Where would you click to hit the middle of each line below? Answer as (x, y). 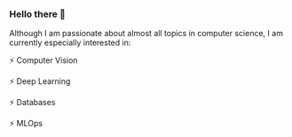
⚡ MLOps (26, 124)
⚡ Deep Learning (40, 81)
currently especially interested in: (70, 42)
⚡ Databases (32, 103)
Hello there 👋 (38, 14)
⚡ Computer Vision (43, 60)
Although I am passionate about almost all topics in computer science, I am (146, 34)
